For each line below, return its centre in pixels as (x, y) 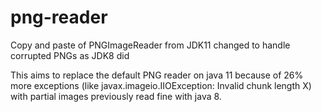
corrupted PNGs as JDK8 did (70, 55)
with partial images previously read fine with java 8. (116, 96)
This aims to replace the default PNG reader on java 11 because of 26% (157, 75)
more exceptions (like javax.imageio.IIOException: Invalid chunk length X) (161, 85)
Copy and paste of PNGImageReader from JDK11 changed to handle (150, 45)
